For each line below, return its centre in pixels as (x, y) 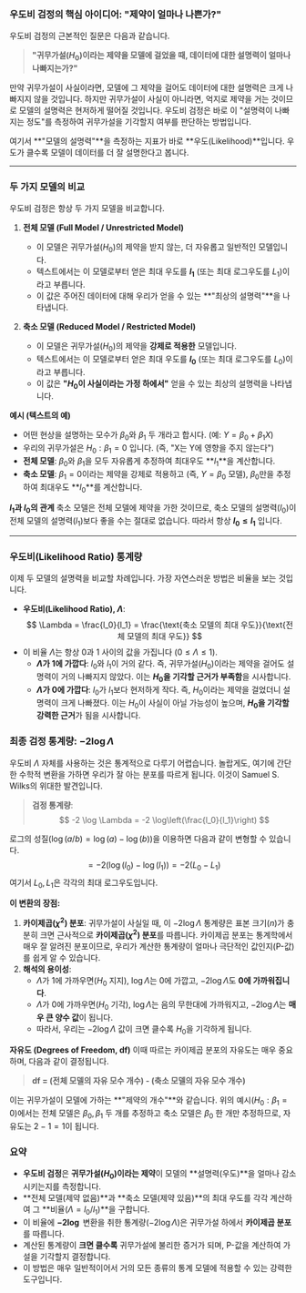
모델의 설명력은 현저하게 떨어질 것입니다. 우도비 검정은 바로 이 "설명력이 (146, 110)
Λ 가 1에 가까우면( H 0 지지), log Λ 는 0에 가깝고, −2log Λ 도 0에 (144, 981)
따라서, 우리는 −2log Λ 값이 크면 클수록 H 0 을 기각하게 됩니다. (144, 1030)
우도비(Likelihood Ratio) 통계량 (76, 556)
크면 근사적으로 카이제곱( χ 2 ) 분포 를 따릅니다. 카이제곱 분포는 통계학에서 (166, 933)
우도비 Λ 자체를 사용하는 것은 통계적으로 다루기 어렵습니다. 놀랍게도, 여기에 (142, 763)
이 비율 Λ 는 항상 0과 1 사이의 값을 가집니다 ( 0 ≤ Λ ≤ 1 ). (120, 652)
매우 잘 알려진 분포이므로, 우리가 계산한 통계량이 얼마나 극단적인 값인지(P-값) (158, 946)
